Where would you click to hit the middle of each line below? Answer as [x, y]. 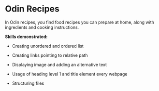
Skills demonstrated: [26, 37]
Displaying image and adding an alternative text [59, 65]
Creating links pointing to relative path [50, 55]
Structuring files [28, 83]
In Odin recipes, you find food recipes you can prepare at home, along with [80, 22]
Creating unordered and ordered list [48, 46]
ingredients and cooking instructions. [42, 27]
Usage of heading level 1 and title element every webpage [70, 74]
